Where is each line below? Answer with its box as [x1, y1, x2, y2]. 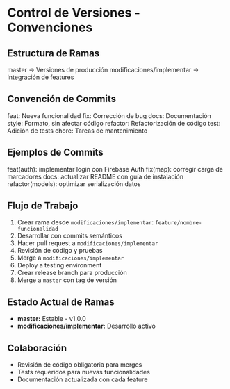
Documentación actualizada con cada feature [17, 375, 148, 383]
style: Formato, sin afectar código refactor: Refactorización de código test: [7, 119, 221, 127]
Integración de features [7, 73, 74, 81]
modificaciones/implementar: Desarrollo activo [17, 322, 156, 331]
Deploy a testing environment [17, 261, 102, 270]
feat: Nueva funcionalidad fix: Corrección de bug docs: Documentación [7, 111, 212, 119]
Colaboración [7, 342, 67, 354]
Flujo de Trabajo [7, 200, 79, 212]
